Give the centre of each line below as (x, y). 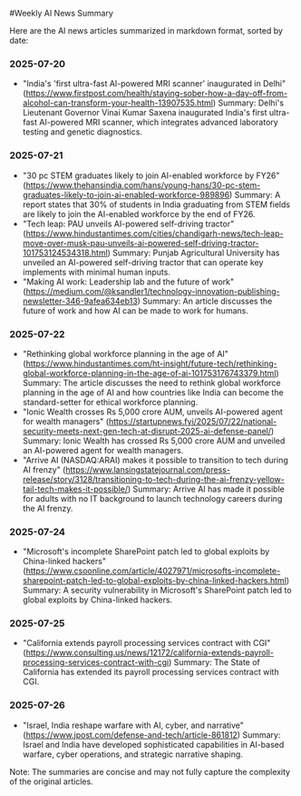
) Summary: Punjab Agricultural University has (194, 253)
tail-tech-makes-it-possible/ (75, 489)
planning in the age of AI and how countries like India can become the (153, 392)
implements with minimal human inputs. (96, 272)
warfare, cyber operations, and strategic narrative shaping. (132, 754)
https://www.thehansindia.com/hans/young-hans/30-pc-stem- (143, 184)
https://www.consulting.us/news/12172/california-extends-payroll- (150, 652)
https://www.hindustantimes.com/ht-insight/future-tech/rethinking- (152, 363)
